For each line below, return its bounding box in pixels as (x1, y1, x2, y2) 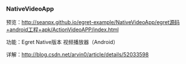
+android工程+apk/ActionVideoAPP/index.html (6, 26, 119, 33)
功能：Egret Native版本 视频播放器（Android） (6, 39, 119, 46)
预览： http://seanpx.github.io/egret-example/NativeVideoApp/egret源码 (6, 19, 180, 26)
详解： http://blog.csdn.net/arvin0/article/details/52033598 (6, 51, 149, 58)
